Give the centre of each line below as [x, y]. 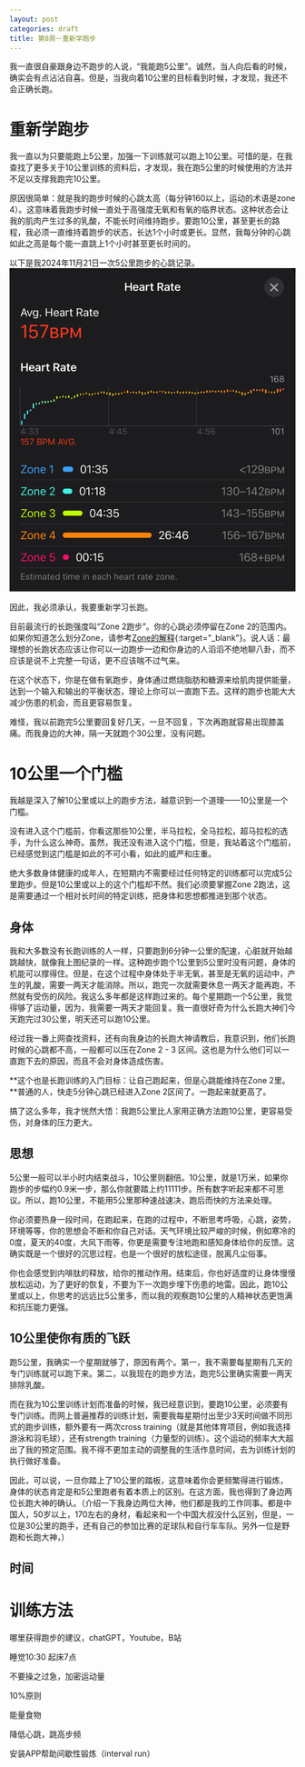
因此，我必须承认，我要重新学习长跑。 [81, 607]
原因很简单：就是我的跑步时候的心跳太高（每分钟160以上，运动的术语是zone [152, 198]
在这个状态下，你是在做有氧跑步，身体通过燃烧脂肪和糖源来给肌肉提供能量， [152, 680]
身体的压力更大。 [65, 1123]
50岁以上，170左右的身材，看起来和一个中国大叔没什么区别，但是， [160, 1514]
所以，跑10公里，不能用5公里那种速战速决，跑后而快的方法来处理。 [151, 1200]
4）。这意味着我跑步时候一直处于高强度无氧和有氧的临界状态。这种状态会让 [149, 210]
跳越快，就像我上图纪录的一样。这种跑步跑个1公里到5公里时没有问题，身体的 [152, 963]
